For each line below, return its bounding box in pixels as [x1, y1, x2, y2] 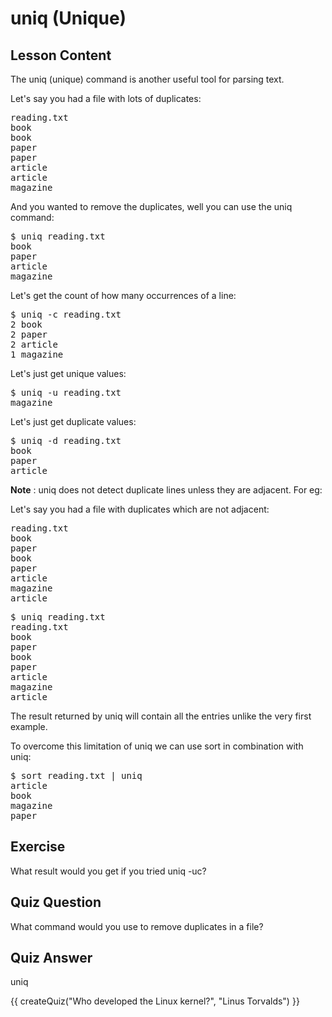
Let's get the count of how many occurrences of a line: [10, 290, 237, 301]
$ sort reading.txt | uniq [10, 770, 143, 781]
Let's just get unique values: [10, 368, 127, 379]
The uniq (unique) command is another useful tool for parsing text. [10, 73, 285, 85]
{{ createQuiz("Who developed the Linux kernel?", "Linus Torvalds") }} [10, 995, 300, 1007]
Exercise [10, 838, 66, 856]
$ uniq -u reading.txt [10, 387, 122, 398]
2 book [10, 319, 43, 330]
